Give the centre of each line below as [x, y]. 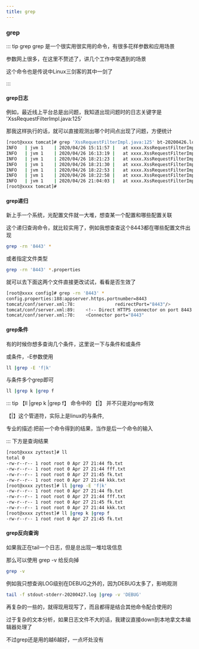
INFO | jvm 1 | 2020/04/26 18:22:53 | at [67, 170]
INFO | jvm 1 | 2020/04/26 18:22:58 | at [67, 175]
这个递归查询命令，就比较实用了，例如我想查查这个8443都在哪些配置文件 [96, 228]
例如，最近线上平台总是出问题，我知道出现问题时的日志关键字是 [84, 112]
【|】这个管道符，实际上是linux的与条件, [55, 416]
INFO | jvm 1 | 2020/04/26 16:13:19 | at [67, 153]
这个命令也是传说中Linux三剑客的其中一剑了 [60, 71]
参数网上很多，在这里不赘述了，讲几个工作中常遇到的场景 [76, 59]
